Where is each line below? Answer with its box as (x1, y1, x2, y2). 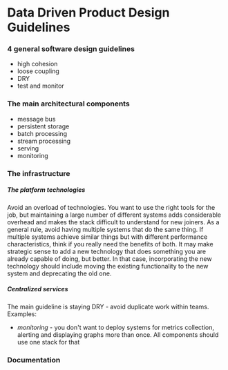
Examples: (7, 309, 37, 318)
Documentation (7, 355, 61, 364)
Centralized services (7, 285, 68, 293)
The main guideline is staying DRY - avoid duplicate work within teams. (7, 302, 209, 311)
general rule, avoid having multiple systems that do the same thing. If (7, 225, 204, 233)
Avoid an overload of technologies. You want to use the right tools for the (7, 203, 216, 211)
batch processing (17, 129, 68, 137)
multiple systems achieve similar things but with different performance (7, 233, 208, 241)
